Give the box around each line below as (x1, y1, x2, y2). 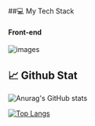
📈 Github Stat (8, 69, 79, 82)
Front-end (8, 27, 42, 37)
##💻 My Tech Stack (8, 6, 75, 16)
